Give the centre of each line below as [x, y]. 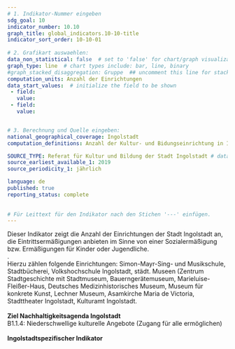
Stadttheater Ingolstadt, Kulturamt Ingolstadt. [72, 301]
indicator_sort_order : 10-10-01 [54, 40]
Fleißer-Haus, [27, 286]
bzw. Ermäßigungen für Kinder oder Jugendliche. [78, 249]
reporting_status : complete [48, 194]
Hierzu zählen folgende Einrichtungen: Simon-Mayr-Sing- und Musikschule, [116, 264]
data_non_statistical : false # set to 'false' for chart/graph [103, 60]
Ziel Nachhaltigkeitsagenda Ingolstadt [64, 316]
